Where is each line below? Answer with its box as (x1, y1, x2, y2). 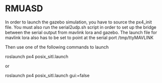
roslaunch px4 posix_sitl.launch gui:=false (5, 72, 90, 78)
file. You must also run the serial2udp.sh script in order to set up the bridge (5, 24, 157, 30)
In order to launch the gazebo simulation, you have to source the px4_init (5, 19, 152, 25)
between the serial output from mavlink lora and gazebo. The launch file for (5, 29, 158, 35)
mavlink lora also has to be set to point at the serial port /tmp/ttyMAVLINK (5, 35, 154, 41)
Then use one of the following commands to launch (5, 44, 109, 50)
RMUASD (5, 3, 43, 14)
